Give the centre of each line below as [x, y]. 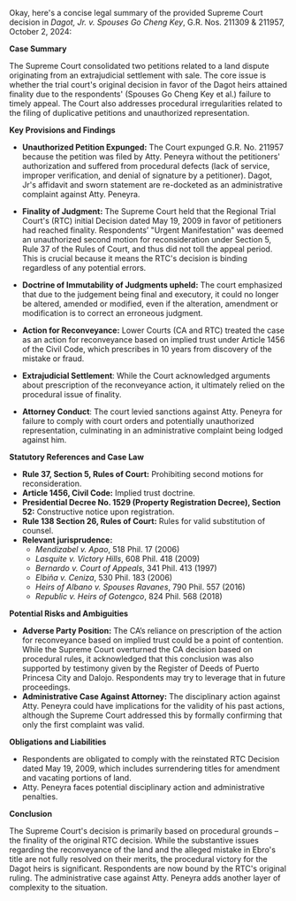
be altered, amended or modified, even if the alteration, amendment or [150, 304]
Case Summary [38, 49]
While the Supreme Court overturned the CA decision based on [137, 649]
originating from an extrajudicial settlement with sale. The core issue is [138, 75]
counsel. [38, 531]
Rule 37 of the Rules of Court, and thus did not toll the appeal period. [147, 249]
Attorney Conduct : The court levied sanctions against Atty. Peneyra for [152, 412]
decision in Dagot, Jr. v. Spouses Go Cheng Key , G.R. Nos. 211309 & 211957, [147, 22]
